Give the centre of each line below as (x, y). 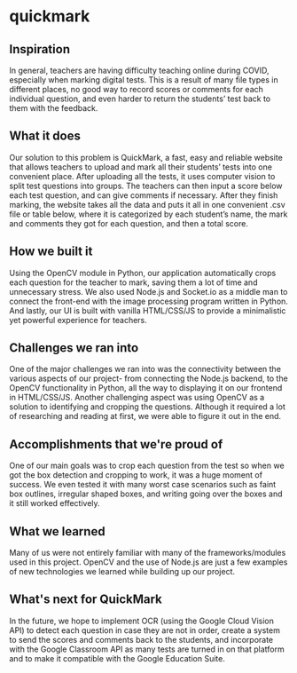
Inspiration (40, 49)
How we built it (51, 252)
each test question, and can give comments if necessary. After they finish (144, 195)
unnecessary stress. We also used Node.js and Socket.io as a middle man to (148, 291)
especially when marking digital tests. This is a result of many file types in (144, 80)
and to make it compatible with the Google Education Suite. (117, 658)
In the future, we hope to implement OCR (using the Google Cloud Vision (142, 621)
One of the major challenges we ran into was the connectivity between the (145, 369)
